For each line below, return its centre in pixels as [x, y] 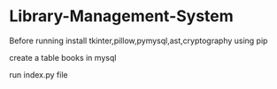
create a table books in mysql [63, 57]
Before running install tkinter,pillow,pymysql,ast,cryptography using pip [138, 41]
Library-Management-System [122, 16]
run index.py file [38, 74]
